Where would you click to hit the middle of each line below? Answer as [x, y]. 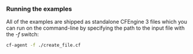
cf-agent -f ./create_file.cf [44, 45]
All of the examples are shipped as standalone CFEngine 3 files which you [96, 22]
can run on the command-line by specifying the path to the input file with [96, 28]
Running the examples [39, 9]
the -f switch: [23, 34]
